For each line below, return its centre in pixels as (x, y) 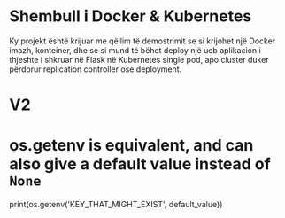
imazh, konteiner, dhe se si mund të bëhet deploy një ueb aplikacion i (135, 50)
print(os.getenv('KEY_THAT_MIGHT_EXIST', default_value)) (116, 205)
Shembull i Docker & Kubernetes (131, 16)
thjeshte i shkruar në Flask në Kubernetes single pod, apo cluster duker (139, 59)
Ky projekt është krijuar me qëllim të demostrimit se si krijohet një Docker (142, 41)
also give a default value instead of (140, 164)
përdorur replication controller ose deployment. (96, 69)
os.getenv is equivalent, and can (131, 146)
